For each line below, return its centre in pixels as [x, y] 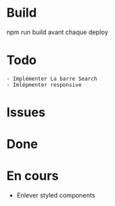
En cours [33, 176]
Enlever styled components [56, 196]
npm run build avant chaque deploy [58, 32]
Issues [26, 112]
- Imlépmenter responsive [44, 85]
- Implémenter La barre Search [52, 79]
